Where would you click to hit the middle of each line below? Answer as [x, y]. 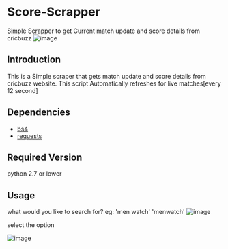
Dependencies [39, 113]
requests [29, 136]
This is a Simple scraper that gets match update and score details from [106, 76]
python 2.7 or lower [34, 174]
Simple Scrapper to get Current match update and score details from [103, 31]
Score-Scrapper [54, 12]
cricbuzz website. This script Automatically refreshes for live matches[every [114, 83]
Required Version [45, 157]
